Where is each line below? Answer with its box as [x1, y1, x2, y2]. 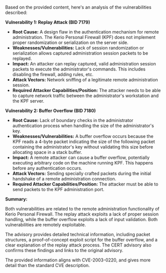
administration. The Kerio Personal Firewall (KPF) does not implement [12, 34, 156, 40]
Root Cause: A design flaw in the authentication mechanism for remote [12, 29, 159, 34]
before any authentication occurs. [12, 165, 82, 171]
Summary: [5, 196, 27, 202]
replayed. [12, 55, 32, 61]
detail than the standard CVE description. [5, 262, 90, 268]
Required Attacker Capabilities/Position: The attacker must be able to [12, 181, 158, 187]
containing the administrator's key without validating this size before [12, 144, 153, 149]
